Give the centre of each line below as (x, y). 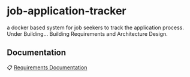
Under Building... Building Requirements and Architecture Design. (88, 33)
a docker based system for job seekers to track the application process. (96, 27)
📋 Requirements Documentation (47, 67)
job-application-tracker (67, 11)
